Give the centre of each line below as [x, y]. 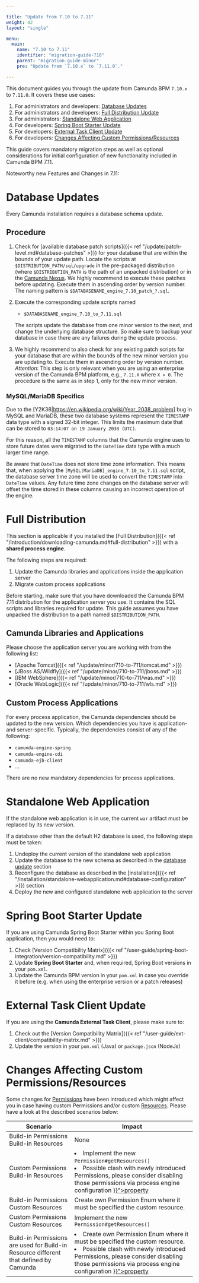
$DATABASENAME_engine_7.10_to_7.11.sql [73, 314]
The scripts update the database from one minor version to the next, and [103, 325]
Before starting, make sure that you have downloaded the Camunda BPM [95, 595]
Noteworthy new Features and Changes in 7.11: [63, 173]
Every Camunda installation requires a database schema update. [85, 214]
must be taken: [24, 842]
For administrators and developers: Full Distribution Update [86, 112]
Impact [132, 1126]
